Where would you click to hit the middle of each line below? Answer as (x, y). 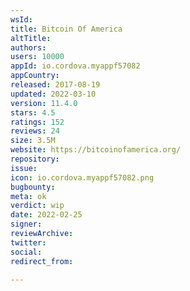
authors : (28, 47)
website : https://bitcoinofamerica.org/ (96, 150)
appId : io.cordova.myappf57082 (75, 66)
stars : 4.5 (33, 112)
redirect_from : (42, 261)
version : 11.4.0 (44, 103)
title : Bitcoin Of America (66, 29)
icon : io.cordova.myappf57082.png (82, 177)
